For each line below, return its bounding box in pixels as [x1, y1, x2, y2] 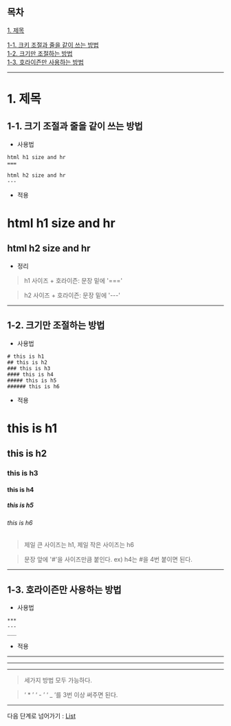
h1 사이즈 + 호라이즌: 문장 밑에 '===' [23, 276, 122, 284]
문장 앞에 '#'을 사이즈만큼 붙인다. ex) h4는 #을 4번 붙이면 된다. [23, 555, 192, 564]
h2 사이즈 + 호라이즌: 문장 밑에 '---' [23, 291, 120, 299]
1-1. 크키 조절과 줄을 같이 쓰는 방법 [7, 41, 99, 49]
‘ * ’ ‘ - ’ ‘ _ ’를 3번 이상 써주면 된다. [23, 691, 118, 699]
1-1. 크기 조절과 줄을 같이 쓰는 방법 [7, 120, 143, 132]
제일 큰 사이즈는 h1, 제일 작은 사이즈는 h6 [23, 541, 134, 549]
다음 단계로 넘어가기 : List [7, 712, 76, 720]
